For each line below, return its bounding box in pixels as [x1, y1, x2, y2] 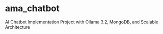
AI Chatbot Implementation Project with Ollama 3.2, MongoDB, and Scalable [5, 19, 159, 25]
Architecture [5, 24, 30, 30]
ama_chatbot [5, 3, 60, 14]
